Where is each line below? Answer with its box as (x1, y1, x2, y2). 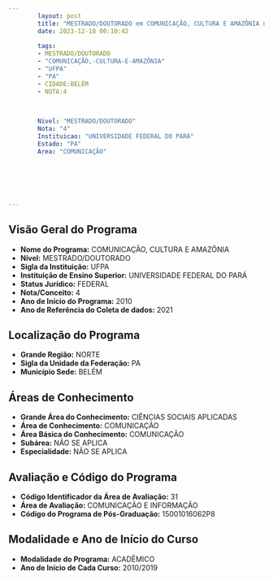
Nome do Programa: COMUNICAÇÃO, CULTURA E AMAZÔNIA (19, 245, 230, 254)
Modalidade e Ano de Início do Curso (8, 533, 199, 547)
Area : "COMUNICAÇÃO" (37, 147, 107, 155)
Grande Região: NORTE (19, 350, 101, 360)
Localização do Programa (8, 328, 141, 342)
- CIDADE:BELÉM (37, 80, 89, 88)
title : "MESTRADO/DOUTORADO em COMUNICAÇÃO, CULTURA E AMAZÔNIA (37, 19, 260, 28)
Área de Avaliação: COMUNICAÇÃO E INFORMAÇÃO (19, 500, 198, 510)
